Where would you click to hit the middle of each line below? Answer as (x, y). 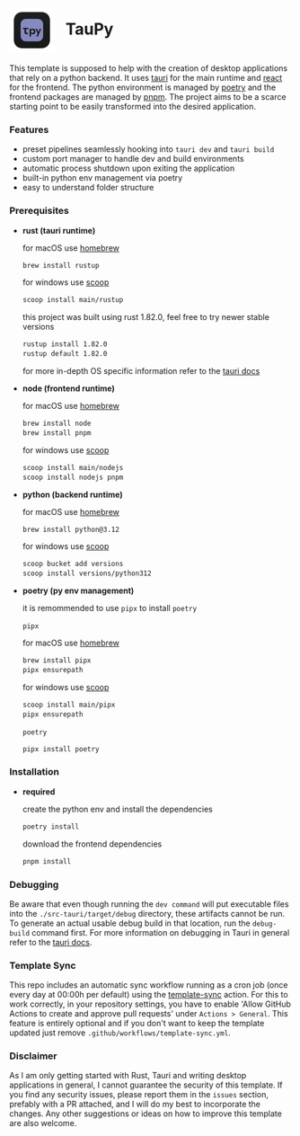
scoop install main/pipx (69, 705)
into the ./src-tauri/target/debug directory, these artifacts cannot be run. (147, 913)
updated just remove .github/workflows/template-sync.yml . (120, 1033)
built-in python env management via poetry (102, 178)
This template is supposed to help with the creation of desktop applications (149, 68)
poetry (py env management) (78, 590)
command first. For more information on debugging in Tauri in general (160, 932)
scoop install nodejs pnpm (73, 477)
